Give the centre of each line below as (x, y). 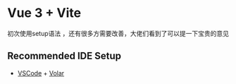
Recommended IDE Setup (64, 56)
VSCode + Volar (41, 73)
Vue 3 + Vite (44, 13)
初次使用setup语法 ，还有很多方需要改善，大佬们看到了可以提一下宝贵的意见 (118, 33)
